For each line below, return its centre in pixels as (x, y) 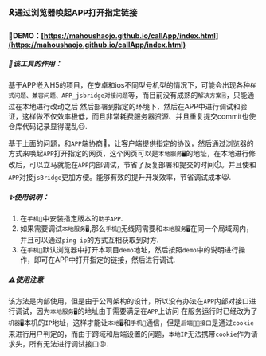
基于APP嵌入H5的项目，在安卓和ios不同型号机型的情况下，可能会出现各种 (129, 85)
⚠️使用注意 (26, 280)
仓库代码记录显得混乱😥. (48, 127)
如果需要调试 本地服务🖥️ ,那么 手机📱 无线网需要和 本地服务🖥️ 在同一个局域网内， (136, 229)
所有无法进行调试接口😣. (69, 344)
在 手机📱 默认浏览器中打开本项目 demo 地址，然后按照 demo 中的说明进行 (129, 250)
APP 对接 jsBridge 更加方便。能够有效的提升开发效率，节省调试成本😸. (120, 178)
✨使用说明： (29, 198)
